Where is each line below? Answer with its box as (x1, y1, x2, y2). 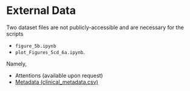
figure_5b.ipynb (15, 43, 56, 49)
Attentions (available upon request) (15, 72, 103, 79)
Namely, (6, 60, 27, 67)
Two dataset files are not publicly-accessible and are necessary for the (6, 24, 184, 31)
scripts (6, 30, 24, 37)
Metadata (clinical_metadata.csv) (15, 78, 98, 86)
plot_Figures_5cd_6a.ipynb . (15, 48, 85, 55)
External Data (6, 4, 76, 18)
